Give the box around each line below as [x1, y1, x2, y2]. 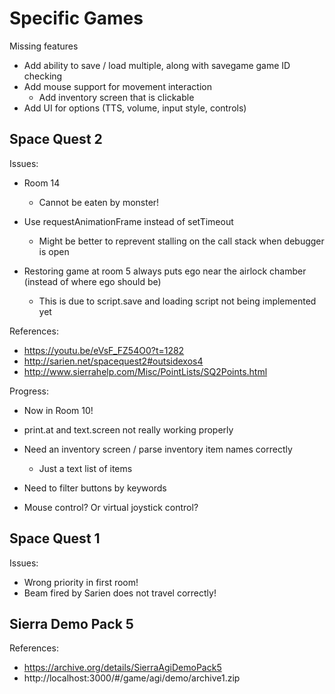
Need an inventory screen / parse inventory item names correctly [23, 443, 293, 455]
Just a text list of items [38, 462, 133, 474]
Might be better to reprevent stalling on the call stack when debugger [38, 235, 325, 247]
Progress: [9, 385, 49, 397]
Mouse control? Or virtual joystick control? [23, 501, 199, 513]
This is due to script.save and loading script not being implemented [38, 295, 317, 307]
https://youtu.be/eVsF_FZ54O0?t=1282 [23, 344, 185, 356]
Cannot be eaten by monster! [38, 196, 160, 208]
